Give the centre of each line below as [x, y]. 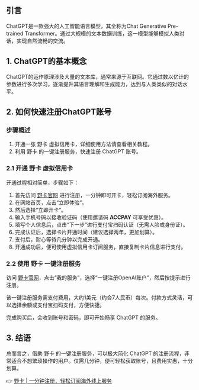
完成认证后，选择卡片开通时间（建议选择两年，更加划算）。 [86, 232]
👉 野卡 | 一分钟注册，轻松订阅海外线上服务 [59, 381]
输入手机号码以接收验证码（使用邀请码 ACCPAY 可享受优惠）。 [91, 217]
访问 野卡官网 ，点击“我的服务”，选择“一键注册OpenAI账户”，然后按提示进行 [98, 278]
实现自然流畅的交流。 [42, 41]
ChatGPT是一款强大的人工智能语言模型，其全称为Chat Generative [86, 26]
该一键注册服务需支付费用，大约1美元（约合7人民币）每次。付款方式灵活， [97, 297]
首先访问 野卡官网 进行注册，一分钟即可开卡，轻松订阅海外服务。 [94, 195]
